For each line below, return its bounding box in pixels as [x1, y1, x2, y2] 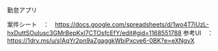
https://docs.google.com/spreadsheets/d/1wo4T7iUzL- [55, 20, 210, 29]
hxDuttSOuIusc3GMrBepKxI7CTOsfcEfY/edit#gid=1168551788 [7, 29, 182, 37]
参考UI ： [183, 29, 214, 37]
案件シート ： [7, 20, 49, 29]
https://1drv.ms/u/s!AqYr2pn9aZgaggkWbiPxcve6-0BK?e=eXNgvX [7, 37, 195, 44]
